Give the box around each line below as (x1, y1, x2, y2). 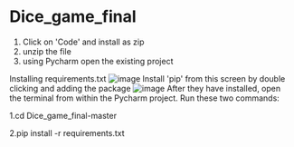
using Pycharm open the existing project (22, 55, 174, 66)
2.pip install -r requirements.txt (9, 127, 125, 138)
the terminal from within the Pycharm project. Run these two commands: (9, 93, 280, 103)
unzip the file (22, 45, 72, 56)
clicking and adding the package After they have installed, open (9, 83, 281, 93)
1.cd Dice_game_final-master (9, 110, 118, 121)
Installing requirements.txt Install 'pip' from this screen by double (9, 73, 286, 83)
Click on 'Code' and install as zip (22, 36, 145, 47)
